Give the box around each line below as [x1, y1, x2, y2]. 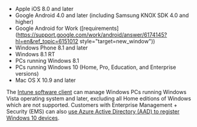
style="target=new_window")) [79, 38, 156, 45]
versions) [15, 70, 39, 77]
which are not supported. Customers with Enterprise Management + [6, 101, 178, 109]
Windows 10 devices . [6, 114, 60, 122]
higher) [15, 18, 34, 25]
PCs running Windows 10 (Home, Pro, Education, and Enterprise [15, 64, 176, 71]
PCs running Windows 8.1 [15, 57, 79, 64]
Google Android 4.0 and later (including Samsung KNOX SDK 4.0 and [15, 12, 189, 19]
